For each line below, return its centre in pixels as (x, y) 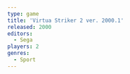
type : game (23, 14)
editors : (20, 33)
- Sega (23, 40)
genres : (19, 54)
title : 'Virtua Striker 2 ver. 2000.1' (66, 20)
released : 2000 (30, 27)
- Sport (25, 60)
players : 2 (23, 47)
